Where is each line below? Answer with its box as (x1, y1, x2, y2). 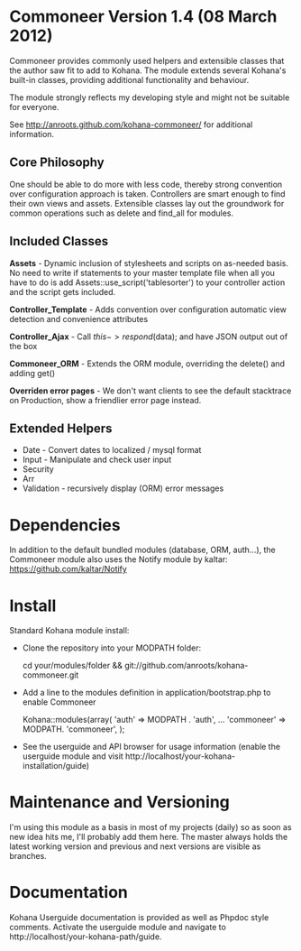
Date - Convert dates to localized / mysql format (22, 445, 202, 456)
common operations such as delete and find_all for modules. (9, 208, 234, 218)
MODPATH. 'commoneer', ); (22, 724, 125, 734)
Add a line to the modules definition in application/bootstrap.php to (22, 688, 271, 698)
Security (22, 464, 54, 475)
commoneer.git (22, 669, 79, 680)
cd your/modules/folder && (22, 660, 123, 671)
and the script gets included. (9, 286, 116, 297)
